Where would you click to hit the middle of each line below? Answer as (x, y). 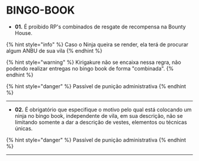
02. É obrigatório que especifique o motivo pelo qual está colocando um (103, 110)
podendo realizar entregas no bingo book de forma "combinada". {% (90, 68)
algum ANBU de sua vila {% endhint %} (54, 50)
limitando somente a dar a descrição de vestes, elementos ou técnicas (101, 122)
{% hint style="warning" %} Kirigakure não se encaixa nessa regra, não (94, 62)
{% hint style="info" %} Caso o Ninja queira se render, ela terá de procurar (97, 44)
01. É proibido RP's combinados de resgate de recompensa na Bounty (100, 27)
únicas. (24, 128)
